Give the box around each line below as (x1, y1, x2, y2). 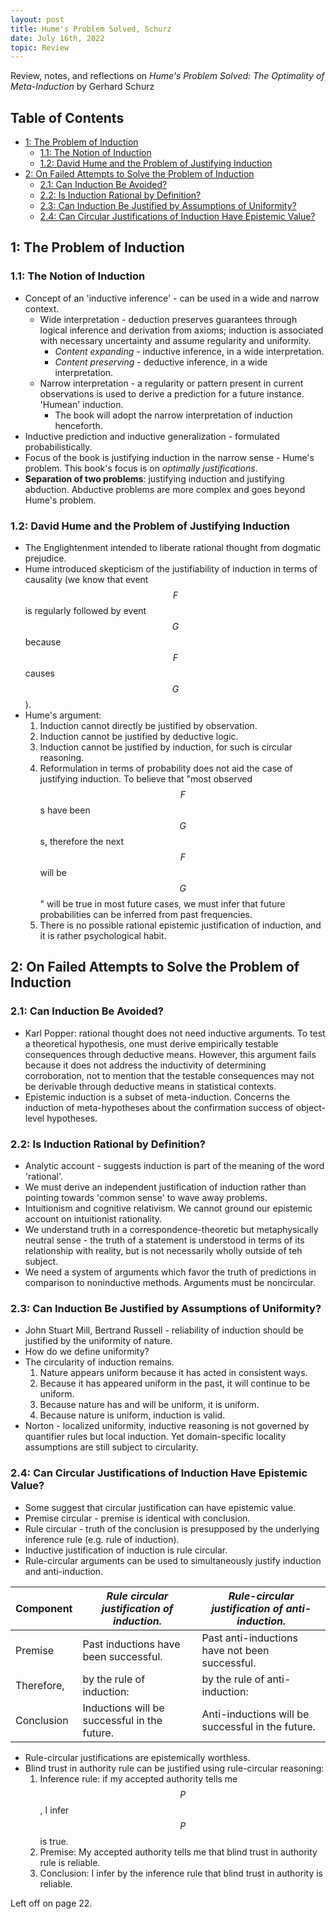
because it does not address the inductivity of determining (24, 1059, 267, 1071)
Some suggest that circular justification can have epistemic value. (24, 1501, 297, 1513)
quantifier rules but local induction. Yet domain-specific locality (24, 1431, 287, 1443)
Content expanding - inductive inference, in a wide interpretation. (54, 345, 325, 357)
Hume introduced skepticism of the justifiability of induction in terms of (24, 563, 318, 575)
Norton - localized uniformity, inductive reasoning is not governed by (24, 1420, 310, 1432)
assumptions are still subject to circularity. (24, 1441, 199, 1453)
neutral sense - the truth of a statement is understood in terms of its (24, 1234, 305, 1246)
